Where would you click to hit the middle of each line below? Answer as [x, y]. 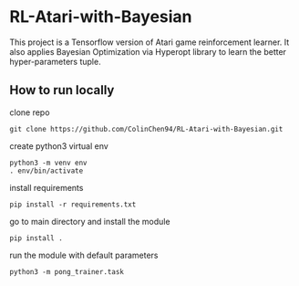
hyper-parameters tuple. [56, 61]
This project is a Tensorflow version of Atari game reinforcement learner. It [149, 42]
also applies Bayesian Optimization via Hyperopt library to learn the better [148, 51]
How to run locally [62, 90]
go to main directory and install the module [90, 221]
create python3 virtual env [59, 146]
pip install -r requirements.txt [73, 204]
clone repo [30, 112]
